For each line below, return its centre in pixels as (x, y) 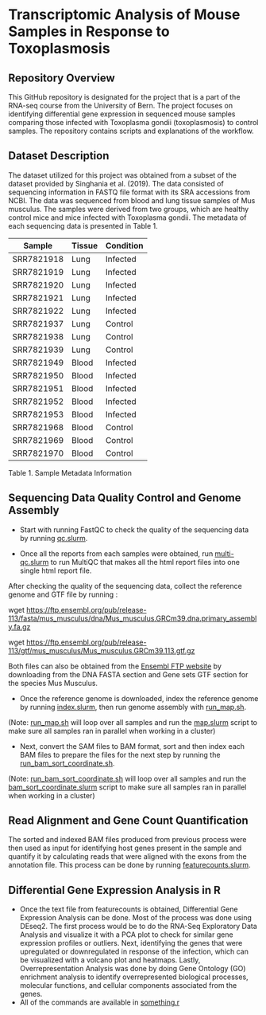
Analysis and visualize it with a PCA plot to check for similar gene (126, 935)
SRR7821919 (38, 272)
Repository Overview (62, 78)
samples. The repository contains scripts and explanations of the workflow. (131, 131)
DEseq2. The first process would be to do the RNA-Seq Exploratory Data (139, 927)
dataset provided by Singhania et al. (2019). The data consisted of (116, 183)
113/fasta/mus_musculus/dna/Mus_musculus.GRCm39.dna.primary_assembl (133, 618)
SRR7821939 (38, 350)
